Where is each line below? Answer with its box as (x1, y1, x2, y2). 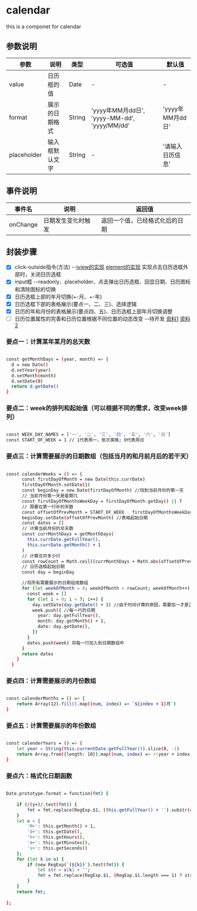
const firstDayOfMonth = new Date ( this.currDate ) (21, 476, 145, 482)
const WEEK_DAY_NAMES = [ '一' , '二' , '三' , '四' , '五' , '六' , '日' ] (6, 432, 171, 438)
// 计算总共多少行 (21, 553, 60, 559)
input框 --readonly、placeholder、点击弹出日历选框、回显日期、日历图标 (14, 278, 191, 285)
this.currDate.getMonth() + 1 (27, 542, 101, 548)
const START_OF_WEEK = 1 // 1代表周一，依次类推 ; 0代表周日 (6, 437, 145, 443)
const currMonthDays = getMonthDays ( (21, 531, 114, 537)
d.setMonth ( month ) (11, 372, 57, 379)
